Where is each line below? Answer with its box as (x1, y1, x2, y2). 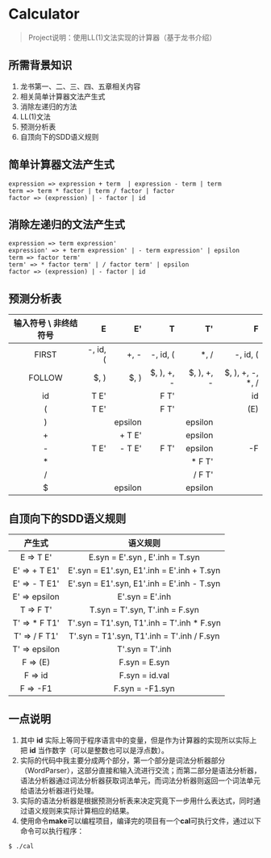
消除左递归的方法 (19, 102, 77, 111)
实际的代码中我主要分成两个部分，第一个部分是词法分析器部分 (19, 755, 226, 765)
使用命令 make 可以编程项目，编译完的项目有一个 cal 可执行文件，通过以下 (19, 816, 262, 826)
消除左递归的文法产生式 (8, 217, 125, 231)
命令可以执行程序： (19, 826, 85, 835)
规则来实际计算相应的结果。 (41, 806, 134, 815)
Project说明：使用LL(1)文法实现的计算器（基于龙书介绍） (27, 32, 217, 42)
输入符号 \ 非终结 (13, 318, 78, 329)
